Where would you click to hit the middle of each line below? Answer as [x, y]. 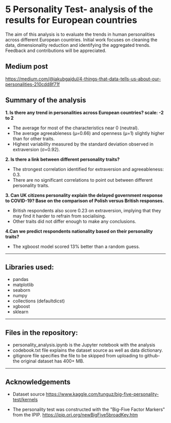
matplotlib [23, 285]
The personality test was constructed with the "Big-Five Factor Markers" [89, 409]
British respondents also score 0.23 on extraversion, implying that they [87, 210]
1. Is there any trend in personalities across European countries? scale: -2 [84, 112]
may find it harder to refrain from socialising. [59, 216]
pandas [21, 279]
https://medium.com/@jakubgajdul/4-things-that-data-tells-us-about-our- [83, 79]
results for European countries [71, 20]
